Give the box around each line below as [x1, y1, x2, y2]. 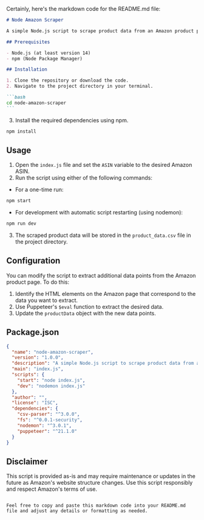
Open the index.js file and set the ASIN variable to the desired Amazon [15, 161, 192, 169]
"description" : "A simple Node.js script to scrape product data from [12, 360, 194, 367]
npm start [6, 198, 32, 204]
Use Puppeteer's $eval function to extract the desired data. [15, 303, 164, 310]
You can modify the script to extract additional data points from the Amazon [6, 272, 196, 279]
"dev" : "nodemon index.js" [17, 383, 86, 389]
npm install [6, 128, 36, 135]
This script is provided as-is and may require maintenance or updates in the [6, 473, 195, 480]
